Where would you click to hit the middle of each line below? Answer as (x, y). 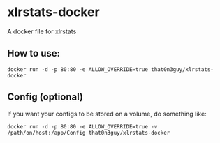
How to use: (34, 53)
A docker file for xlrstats (42, 31)
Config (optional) (45, 97)
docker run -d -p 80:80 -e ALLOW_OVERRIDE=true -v (82, 126)
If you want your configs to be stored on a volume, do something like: (107, 114)
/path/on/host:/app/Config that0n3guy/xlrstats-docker (89, 133)
